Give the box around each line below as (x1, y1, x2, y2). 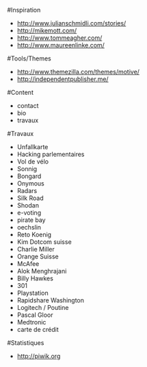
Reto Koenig (16, 230, 52, 238)
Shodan (16, 201, 40, 209)
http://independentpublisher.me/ (16, 75, 109, 83)
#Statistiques (7, 339, 44, 346)
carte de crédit (16, 326, 59, 333)
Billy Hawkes (16, 274, 53, 282)
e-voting (16, 209, 42, 216)
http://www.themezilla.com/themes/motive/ (16, 68, 140, 76)
